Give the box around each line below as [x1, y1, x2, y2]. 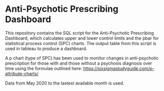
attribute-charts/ [5, 70, 39, 76]
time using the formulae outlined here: [5, 65, 82, 71]
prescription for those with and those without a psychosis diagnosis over [5, 60, 152, 66]
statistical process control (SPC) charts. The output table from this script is [5, 40, 157, 46]
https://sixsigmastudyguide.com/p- [83, 65, 155, 71]
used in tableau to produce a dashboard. [5, 45, 87, 51]
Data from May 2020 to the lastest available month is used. [5, 80, 124, 86]
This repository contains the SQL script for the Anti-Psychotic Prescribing [5, 30, 154, 36]
